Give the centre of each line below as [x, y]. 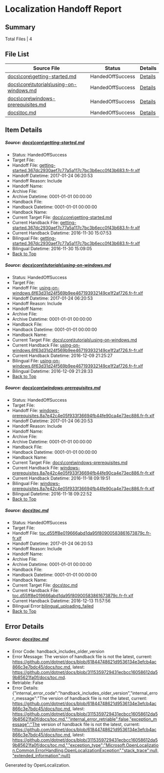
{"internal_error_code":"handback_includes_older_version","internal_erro [85, 693]
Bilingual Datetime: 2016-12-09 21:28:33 [52, 371]
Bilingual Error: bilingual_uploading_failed [53, 606]
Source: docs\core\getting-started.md [45, 142]
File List [17, 54]
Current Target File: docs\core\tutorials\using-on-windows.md [75, 340]
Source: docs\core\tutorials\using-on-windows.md [58, 265]
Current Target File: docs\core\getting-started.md [62, 217]
